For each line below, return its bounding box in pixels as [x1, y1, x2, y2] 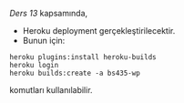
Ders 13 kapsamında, [9, 8, 88, 18]
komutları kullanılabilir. [9, 85, 93, 95]
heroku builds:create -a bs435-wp [9, 68, 141, 77]
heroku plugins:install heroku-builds [9, 53, 157, 62]
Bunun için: [22, 36, 66, 46]
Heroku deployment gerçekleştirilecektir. [22, 26, 176, 36]
